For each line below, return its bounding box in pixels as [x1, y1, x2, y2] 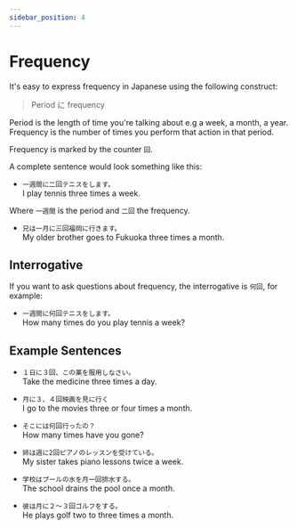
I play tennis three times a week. [21, 188, 140, 199]
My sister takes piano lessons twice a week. [21, 456, 184, 468]
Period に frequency [30, 99, 105, 110]
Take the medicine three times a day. [21, 376, 157, 387]
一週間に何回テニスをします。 [21, 309, 116, 319]
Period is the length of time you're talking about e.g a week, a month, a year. [9, 117, 289, 127]
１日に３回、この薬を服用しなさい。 [21, 369, 135, 378]
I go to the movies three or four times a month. [21, 403, 193, 414]
